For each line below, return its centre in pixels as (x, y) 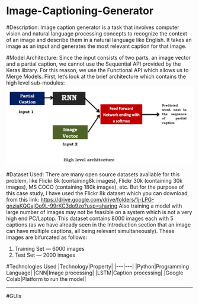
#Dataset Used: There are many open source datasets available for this (93, 174)
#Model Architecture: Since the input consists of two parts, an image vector (99, 57)
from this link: (23, 200)
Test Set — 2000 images (45, 255)
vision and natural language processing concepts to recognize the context (97, 33)
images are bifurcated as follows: (47, 237)
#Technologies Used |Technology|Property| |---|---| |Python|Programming (98, 267)
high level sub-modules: (36, 83)
